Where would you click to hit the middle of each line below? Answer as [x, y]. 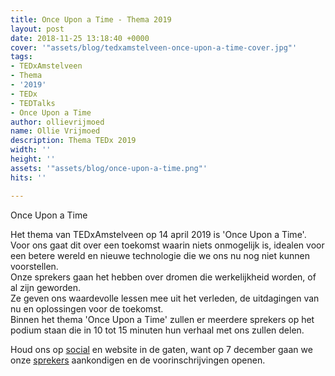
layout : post [37, 29]
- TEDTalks [33, 103]
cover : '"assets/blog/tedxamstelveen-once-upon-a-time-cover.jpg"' [154, 47]
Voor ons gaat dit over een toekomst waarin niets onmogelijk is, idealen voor [167, 245]
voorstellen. [34, 266]
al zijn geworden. [46, 287]
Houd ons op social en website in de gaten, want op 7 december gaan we [161, 349]
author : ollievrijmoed [57, 122]
